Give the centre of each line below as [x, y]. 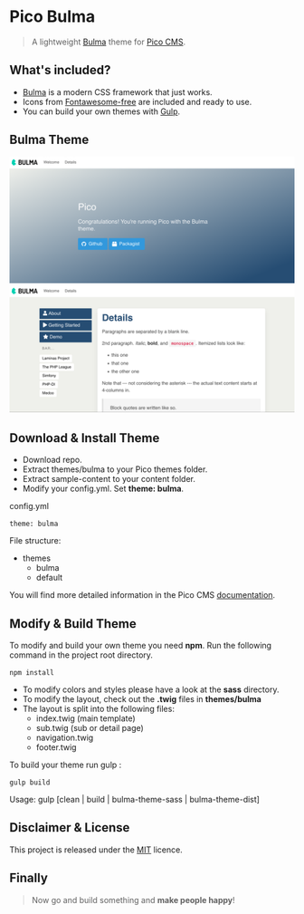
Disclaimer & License [70, 827]
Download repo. [52, 460]
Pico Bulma [52, 17]
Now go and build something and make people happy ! [133, 900]
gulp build [30, 783]
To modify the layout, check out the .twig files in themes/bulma [142, 699]
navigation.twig [65, 738]
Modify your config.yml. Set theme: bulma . [103, 489]
